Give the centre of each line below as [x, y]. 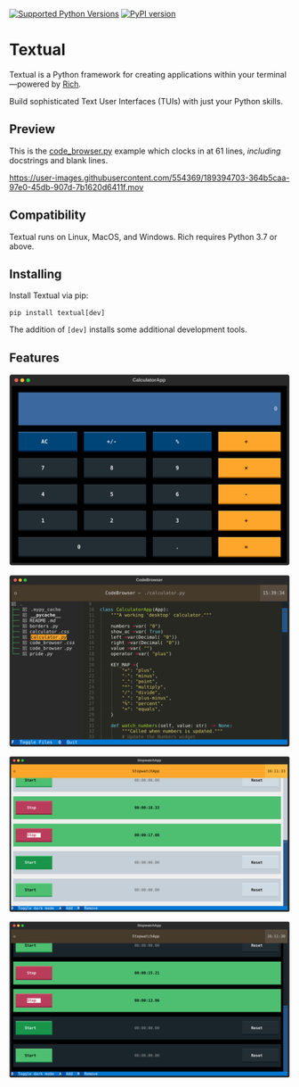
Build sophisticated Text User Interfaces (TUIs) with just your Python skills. [146, 101]
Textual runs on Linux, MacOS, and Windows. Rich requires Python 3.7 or [143, 236]
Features [34, 357]
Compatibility [48, 216]
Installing [36, 274]
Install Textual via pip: [49, 295]
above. [22, 246]
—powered [29, 84]
